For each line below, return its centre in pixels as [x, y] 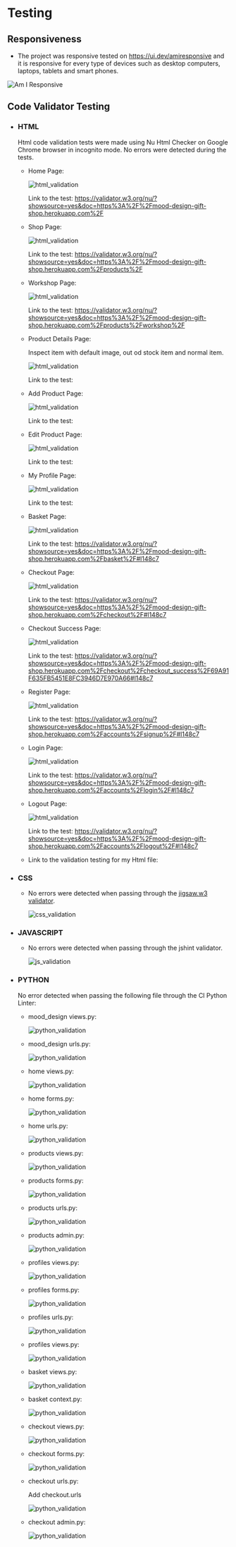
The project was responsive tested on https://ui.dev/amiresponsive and [121, 56]
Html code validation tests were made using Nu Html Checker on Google [123, 142]
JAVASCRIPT [40, 932]
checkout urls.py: [53, 1481]
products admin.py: [56, 1235]
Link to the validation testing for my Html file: [93, 860]
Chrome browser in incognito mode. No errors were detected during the [122, 149]
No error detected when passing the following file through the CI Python [122, 995]
